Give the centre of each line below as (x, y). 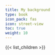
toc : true (15, 28)
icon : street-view (24, 24)
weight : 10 (16, 33)
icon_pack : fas (21, 19)
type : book (16, 14)
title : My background (28, 10)
